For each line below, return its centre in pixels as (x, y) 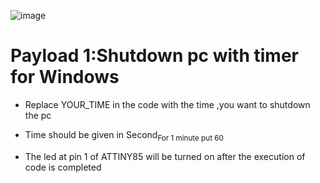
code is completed (63, 167)
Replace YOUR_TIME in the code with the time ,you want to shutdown (167, 104)
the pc (38, 115)
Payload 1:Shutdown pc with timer (154, 56)
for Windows (65, 77)
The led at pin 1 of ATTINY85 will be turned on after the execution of (165, 156)
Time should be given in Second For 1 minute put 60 (124, 135)
